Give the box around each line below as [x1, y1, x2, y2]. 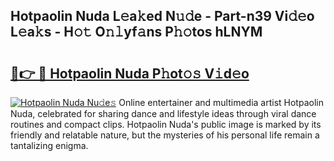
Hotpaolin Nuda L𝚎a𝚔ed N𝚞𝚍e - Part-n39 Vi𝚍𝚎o [10, 8, 315, 25]
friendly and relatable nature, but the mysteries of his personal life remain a [10, 129, 320, 141]
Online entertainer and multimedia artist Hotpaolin [118, 97, 324, 108]
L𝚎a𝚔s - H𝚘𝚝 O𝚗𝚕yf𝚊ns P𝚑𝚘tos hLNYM [10, 24, 263, 41]
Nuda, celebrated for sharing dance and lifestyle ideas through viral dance [10, 108, 317, 119]
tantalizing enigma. [10, 140, 89, 151]
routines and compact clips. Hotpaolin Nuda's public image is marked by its [10, 119, 322, 130]
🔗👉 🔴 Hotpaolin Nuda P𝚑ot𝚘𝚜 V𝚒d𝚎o [10, 65, 250, 82]
